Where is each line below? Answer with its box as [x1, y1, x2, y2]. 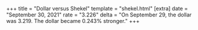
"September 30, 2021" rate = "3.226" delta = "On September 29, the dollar [6, 11, 192, 18]
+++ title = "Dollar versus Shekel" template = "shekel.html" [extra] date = [6, 5, 188, 12]
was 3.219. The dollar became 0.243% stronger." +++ [6, 18, 140, 24]
